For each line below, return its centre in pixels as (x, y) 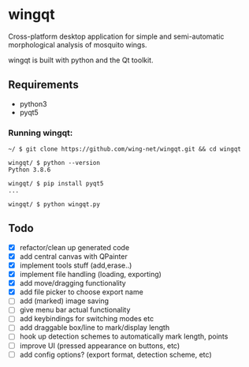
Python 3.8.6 (30, 170)
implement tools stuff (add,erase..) (76, 265)
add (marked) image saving (64, 301)
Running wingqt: (41, 133)
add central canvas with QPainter (73, 256)
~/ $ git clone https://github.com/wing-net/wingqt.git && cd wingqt (125, 149)
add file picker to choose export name (81, 292)
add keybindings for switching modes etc (87, 319)
